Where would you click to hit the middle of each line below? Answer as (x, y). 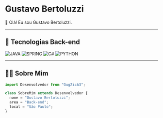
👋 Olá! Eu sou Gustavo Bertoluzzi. (39, 22)
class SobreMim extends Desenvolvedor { (47, 93)
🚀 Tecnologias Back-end (42, 42)
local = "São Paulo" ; (31, 107)
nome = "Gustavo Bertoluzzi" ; (40, 98)
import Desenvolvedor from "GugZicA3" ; (45, 85)
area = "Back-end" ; (29, 103)
